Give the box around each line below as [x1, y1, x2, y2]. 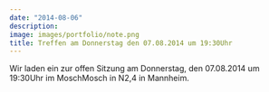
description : [9, 22, 59, 31]
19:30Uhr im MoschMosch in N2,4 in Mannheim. [9, 73, 190, 84]
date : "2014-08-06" [9, 13, 83, 23]
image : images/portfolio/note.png [9, 30, 140, 39]
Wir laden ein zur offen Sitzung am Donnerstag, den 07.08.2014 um [9, 63, 260, 74]
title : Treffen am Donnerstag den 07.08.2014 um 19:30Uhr [9, 38, 233, 48]
